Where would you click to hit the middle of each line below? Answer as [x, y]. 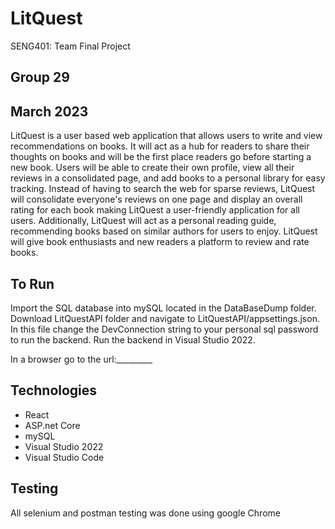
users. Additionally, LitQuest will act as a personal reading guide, [143, 221]
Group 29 [40, 77]
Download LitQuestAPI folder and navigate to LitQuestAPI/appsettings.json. [165, 318]
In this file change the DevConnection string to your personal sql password [164, 329]
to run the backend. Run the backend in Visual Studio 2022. [133, 339]
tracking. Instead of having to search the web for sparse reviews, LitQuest [163, 189]
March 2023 [49, 111]
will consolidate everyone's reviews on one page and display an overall [156, 199]
